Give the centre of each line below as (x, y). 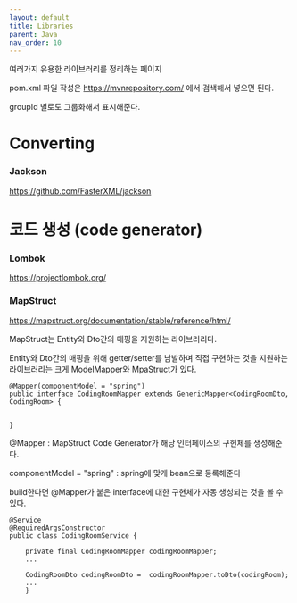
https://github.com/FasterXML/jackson (80, 191)
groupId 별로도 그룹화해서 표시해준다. (75, 107)
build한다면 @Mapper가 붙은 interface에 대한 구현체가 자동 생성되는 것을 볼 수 (146, 491)
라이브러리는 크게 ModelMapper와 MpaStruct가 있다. (103, 369)
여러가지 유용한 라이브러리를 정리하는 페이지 (86, 69)
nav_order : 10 (36, 42)
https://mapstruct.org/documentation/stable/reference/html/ (120, 320)
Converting (52, 143)
